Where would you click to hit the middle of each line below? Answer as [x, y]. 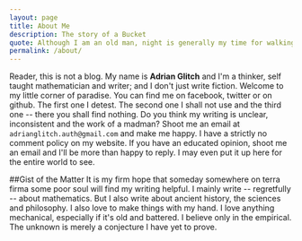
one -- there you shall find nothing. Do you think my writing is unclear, [139, 115]
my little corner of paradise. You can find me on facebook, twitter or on [141, 96]
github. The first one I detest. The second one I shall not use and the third [145, 105]
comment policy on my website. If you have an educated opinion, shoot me [148, 143]
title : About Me [40, 26]
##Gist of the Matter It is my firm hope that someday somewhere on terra [145, 179]
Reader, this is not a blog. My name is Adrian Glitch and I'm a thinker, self [145, 76]
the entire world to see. [53, 162]
